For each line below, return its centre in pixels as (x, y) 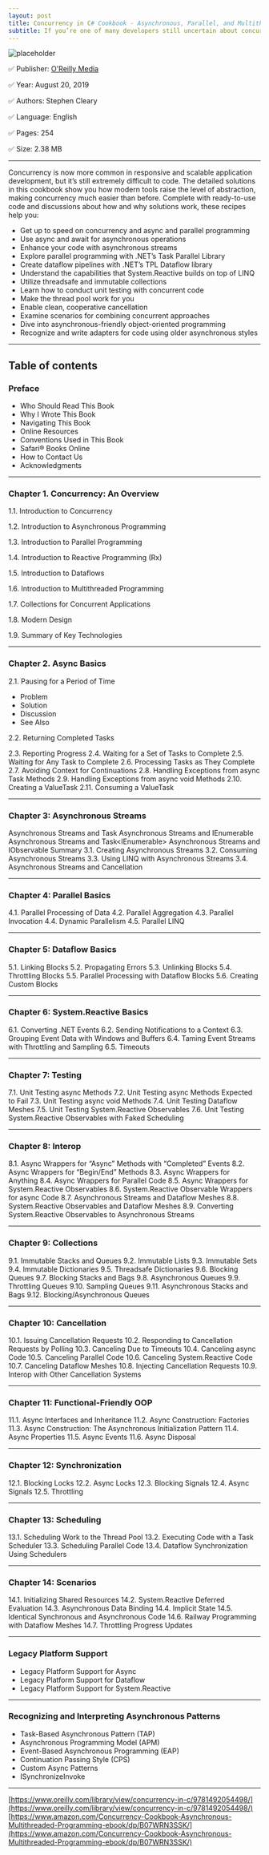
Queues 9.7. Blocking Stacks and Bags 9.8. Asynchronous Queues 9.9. (124, 1277)
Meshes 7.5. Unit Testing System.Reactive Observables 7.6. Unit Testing (126, 1110)
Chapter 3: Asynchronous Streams (77, 816)
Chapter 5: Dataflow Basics (62, 950)
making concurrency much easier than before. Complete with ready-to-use (132, 198)
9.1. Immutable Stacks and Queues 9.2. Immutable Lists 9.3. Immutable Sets (133, 1260)
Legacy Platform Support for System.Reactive (95, 1688)
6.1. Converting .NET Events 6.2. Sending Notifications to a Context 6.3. (126, 1030)
